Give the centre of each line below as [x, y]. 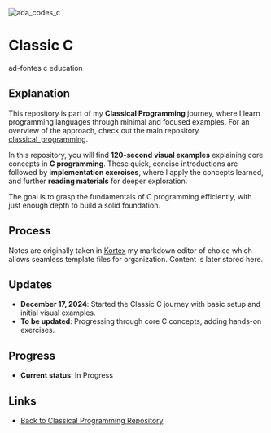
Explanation [39, 94]
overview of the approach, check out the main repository [104, 130]
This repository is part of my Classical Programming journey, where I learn [134, 113]
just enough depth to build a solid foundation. [85, 205]
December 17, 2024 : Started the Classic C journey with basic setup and [140, 304]
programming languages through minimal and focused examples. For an [129, 121]
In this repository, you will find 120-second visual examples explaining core [136, 155]
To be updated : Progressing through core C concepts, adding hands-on [141, 321]
